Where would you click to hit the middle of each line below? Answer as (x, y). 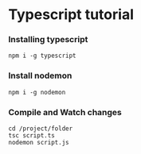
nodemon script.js (39, 143)
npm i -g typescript (43, 56)
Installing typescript (48, 40)
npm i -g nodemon (37, 92)
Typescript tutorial (71, 15)
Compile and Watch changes (65, 112)
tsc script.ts (32, 136)
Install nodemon (40, 75)
